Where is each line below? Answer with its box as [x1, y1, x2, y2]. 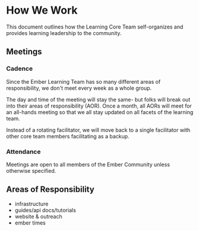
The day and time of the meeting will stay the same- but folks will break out [6, 96, 191, 103]
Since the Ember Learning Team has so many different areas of [6, 78, 161, 85]
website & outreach [14, 213, 62, 220]
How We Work [6, 4, 78, 17]
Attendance [6, 147, 41, 156]
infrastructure [14, 200, 49, 207]
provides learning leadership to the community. [6, 29, 122, 36]
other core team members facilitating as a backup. [6, 132, 129, 140]
